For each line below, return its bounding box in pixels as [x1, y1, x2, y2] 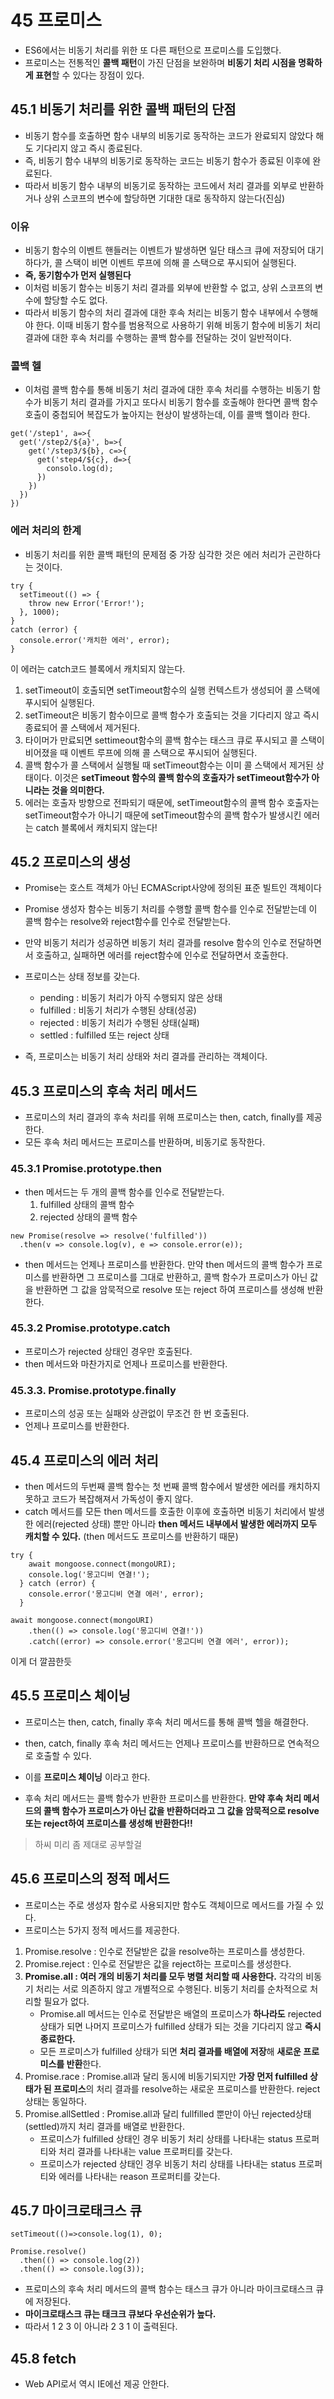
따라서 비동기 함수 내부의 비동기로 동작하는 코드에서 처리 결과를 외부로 [24, 179, 298, 191]
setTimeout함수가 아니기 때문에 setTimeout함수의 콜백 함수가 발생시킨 [24, 809, 302, 821]
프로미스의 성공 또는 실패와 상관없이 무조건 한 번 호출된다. [24, 1407, 250, 1420]
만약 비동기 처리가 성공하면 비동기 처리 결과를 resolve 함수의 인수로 [24, 937, 288, 949]
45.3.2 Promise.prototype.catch [10, 1321, 171, 1335]
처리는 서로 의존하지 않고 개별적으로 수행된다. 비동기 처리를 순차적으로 [35, 1982, 308, 1995]
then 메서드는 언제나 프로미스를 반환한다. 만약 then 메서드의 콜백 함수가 [24, 1258, 305, 1270]
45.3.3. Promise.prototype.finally [10, 1383, 177, 1397]
